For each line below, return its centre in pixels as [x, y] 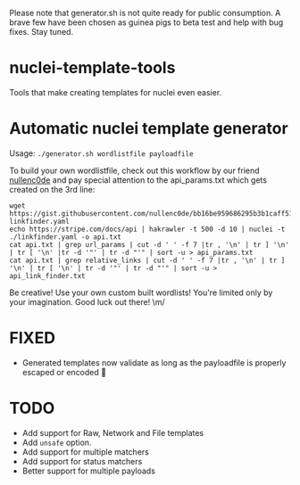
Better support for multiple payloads [89, 471]
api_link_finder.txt [48, 275]
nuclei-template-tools [92, 68]
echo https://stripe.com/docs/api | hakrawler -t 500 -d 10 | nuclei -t [147, 229]
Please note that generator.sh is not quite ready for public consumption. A [145, 13]
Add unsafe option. [57, 442]
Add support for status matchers [82, 461]
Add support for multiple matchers [85, 452]
